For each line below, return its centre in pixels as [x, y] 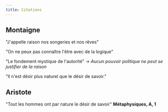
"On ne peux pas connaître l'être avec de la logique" [59, 52]
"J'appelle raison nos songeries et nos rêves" [52, 42]
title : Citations [24, 10]
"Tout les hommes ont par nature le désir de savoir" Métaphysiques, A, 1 [81, 104]
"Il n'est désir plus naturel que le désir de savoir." [56, 76]
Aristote [19, 92]
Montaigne [23, 30]
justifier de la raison [26, 67]
